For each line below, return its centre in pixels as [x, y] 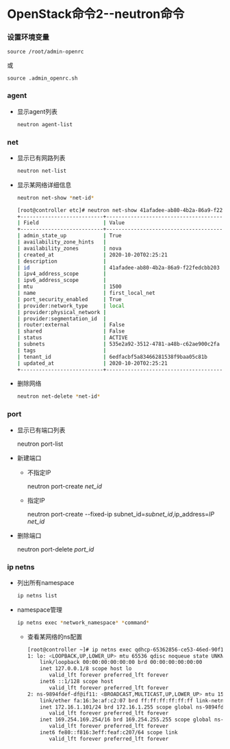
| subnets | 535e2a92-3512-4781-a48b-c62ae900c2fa [118, 344]
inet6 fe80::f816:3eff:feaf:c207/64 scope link [109, 733]
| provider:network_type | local [71, 306]
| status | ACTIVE [72, 338]
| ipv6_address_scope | [62, 281]
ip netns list [37, 595]
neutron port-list [40, 444]
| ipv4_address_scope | [62, 274]
